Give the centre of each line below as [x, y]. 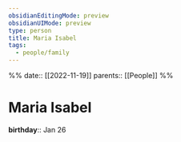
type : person [30, 30]
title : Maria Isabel [43, 38]
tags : [17, 45]
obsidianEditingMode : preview [59, 16]
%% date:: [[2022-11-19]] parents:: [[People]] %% [91, 75]
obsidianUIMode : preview [50, 23]
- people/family [42, 53]
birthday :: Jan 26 [37, 129]
